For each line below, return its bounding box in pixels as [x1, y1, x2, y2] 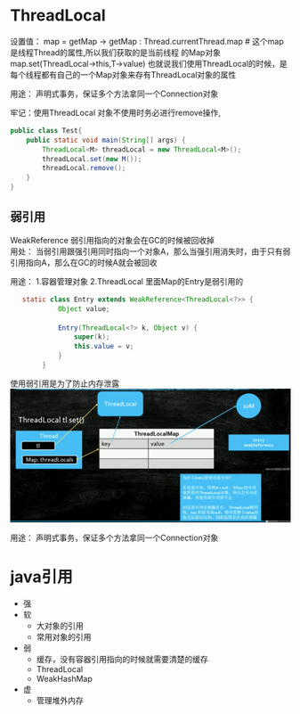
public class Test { [10, 126, 83, 135]
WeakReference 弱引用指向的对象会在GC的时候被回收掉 [10, 234, 215, 245]
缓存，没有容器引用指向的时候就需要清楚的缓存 [36, 653, 208, 664]
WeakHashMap [36, 673, 93, 684]
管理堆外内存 [36, 694, 84, 705]
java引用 [10, 567, 74, 587]
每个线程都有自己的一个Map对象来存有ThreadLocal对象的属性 [10, 69, 237, 80]
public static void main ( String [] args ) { [26, 135, 186, 144]
